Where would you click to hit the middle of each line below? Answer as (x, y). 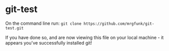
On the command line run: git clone (43, 23)
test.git (15, 28)
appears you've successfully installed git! (49, 43)
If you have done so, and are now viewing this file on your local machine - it (84, 37)
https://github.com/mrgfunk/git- (119, 24)
